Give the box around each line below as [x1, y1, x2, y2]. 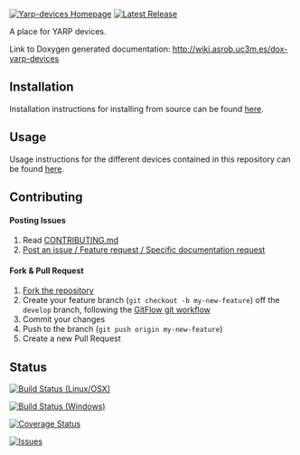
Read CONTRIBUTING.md [22, 235, 119, 246]
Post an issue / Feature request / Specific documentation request [22, 244, 266, 255]
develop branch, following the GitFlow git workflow [22, 304, 211, 316]
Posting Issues [9, 214, 66, 225]
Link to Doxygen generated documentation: [9, 43, 171, 54]
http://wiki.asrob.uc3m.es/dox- [172, 43, 288, 54]
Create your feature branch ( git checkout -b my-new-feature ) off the [22, 295, 280, 306]
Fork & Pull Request [9, 265, 84, 276]
